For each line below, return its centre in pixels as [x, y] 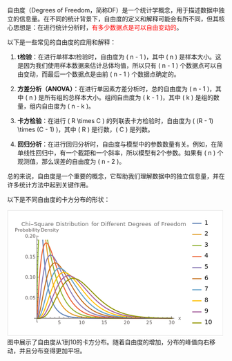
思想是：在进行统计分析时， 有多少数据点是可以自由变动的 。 [98, 27]
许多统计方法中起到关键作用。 [49, 185]
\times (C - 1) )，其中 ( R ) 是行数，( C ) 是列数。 [85, 129]
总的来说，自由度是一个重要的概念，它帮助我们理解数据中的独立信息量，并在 [116, 176]
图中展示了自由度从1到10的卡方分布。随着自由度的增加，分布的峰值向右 [108, 342]
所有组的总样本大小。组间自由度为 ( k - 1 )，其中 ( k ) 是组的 [129, 98]
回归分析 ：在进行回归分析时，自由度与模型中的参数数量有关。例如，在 [117, 144]
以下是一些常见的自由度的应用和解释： [61, 42]
